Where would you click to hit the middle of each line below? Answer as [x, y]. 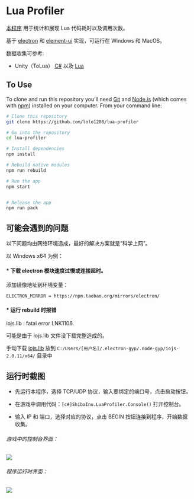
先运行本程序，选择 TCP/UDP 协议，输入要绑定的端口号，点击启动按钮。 [103, 392]
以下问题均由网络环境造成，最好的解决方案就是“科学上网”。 [78, 244]
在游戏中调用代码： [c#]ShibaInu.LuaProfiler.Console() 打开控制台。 [99, 404]
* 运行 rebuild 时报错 [31, 310]
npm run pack [22, 208]
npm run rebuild [26, 170]
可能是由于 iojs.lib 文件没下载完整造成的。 [57, 335]
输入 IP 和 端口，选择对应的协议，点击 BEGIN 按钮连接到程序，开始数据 [101, 417]
